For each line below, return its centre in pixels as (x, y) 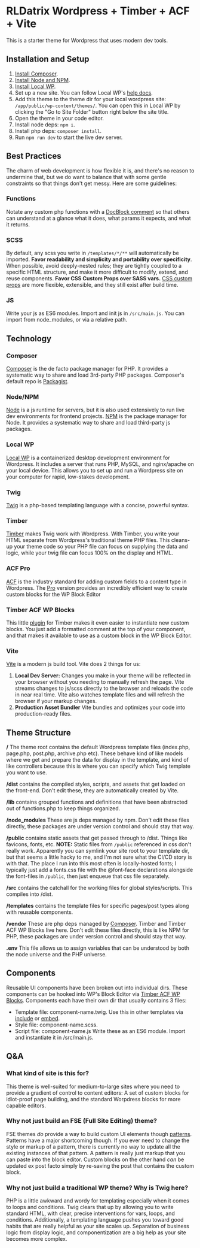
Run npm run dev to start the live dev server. (69, 137)
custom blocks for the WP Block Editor (54, 594)
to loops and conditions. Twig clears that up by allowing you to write (90, 1207)
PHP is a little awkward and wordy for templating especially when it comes (98, 1201)
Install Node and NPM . (42, 80)
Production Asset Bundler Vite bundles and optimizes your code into (100, 707)
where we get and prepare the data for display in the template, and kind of (98, 760)
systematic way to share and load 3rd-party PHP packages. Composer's (95, 375)
